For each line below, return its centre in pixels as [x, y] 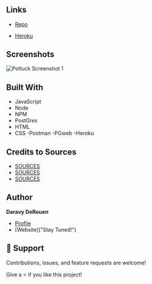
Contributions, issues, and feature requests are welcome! [76, 263]
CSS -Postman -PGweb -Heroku [54, 133]
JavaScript [28, 102]
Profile [23, 223]
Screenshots [30, 54]
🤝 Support [25, 248]
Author [19, 198]
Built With [25, 87]
